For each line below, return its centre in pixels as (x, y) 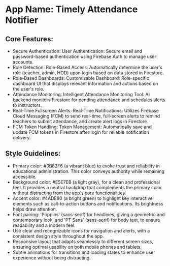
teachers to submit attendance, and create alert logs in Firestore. (80, 121)
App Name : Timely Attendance (72, 9)
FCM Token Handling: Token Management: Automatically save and (82, 127)
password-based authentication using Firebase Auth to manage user (84, 56)
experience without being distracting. (52, 257)
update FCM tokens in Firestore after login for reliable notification (81, 132)
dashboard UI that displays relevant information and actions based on (85, 83)
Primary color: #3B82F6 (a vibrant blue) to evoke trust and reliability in (86, 166)
